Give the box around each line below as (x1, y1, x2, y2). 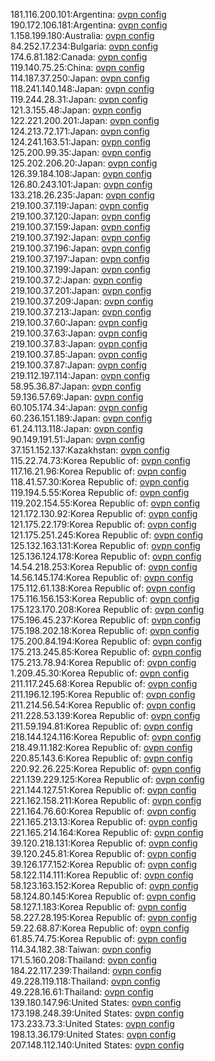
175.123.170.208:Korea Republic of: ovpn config (10, 604, 205, 615)
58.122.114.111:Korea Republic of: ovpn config (10, 869, 194, 881)
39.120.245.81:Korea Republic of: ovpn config (10, 848, 197, 859)
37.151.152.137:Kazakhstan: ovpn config (10, 444, 170, 456)
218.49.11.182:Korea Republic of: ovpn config (10, 742, 193, 753)
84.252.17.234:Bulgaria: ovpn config (10, 40, 159, 52)
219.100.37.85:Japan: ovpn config (10, 349, 148, 360)
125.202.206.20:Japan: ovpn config (10, 157, 158, 169)
